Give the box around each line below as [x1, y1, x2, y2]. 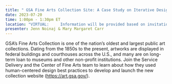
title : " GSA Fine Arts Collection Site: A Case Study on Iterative [5, 7, 155, 13]
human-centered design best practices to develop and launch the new [5, 67, 154, 74]
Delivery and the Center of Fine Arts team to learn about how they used [5, 62, 156, 68]
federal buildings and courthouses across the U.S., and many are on [5, 51, 149, 58]
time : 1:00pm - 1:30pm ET [5, 17, 60, 22]
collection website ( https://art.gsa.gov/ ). [5, 73, 90, 79]
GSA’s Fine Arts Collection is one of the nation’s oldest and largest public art [5, 40, 165, 46]
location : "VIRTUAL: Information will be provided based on [5, 21, 145, 27]
